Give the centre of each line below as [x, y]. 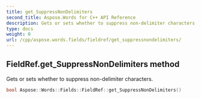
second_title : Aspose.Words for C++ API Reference [71, 18]
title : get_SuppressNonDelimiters [50, 12]
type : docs [20, 29]
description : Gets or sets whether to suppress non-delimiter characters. [102, 23]
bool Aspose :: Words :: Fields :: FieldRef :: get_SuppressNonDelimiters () [94, 90]
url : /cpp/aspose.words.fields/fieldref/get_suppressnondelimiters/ [94, 40]
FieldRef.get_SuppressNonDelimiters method [93, 64]
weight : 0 [19, 34]
